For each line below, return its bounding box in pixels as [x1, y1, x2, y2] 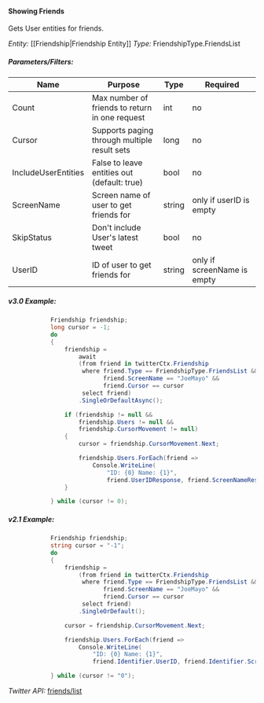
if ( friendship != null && [64, 410, 153, 418]
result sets [91, 145, 131, 156]
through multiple [91, 134, 153, 145]
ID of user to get [91, 259, 152, 271]
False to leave [91, 157, 143, 168]
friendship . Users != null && [78, 418, 174, 426]
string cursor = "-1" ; [49, 542, 125, 550]
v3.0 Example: [8, 296, 57, 306]
